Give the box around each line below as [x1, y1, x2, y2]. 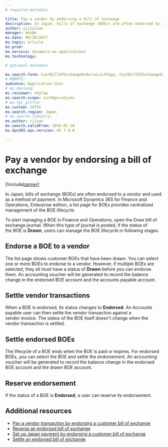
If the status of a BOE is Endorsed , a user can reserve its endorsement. [5, 392, 152, 398]
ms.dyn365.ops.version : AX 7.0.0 [5, 128, 75, 133]
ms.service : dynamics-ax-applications [5, 49, 86, 54]
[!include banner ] [5, 181, 39, 187]
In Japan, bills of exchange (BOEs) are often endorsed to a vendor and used [5, 191, 161, 197]
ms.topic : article [5, 40, 43, 45]
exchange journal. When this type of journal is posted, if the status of [5, 222, 147, 228]
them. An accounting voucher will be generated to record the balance [5, 271, 148, 277]
